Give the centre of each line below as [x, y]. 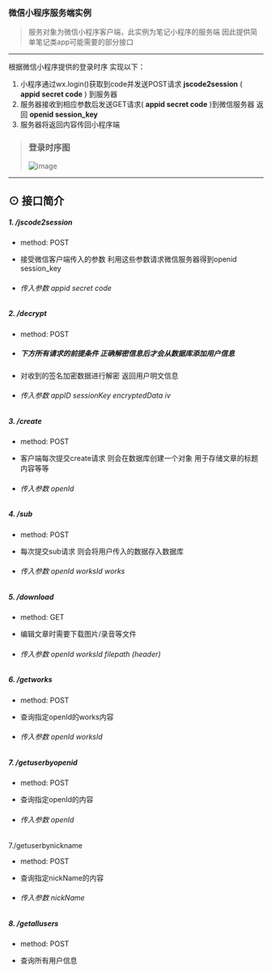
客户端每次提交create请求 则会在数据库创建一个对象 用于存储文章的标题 [139, 459]
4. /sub [21, 514]
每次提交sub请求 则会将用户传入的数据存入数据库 [102, 551]
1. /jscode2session [40, 222]
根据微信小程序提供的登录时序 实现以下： [77, 67]
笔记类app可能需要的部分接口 [84, 42]
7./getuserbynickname [45, 845]
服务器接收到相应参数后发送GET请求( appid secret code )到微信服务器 [137, 105]
